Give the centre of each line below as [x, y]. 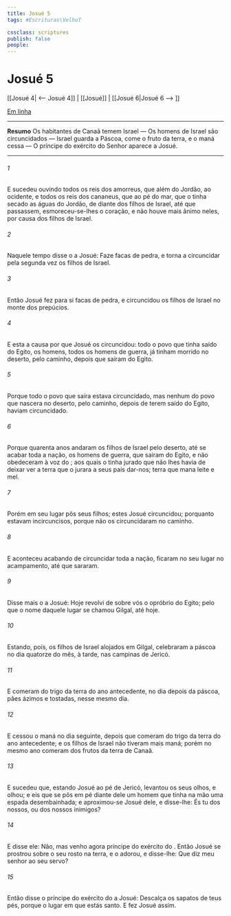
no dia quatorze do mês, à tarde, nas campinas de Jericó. [89, 655]
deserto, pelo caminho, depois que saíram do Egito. [80, 359]
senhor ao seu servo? [38, 861]
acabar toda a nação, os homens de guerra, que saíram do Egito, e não [108, 455]
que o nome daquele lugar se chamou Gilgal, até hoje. [84, 610]
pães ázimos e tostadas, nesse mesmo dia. [68, 699]
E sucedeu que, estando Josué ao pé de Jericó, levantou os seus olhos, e [112, 787]
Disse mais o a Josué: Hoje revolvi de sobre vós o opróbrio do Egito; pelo [111, 602]
